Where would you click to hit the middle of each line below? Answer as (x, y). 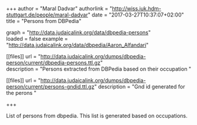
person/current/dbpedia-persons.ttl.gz (53, 63)
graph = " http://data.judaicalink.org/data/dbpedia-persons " (78, 32)
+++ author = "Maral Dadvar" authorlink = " (59, 9)
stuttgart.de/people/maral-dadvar (47, 15)
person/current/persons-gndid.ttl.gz (50, 87)
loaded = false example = (37, 39)
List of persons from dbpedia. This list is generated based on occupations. (97, 116)
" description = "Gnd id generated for (140, 87)
